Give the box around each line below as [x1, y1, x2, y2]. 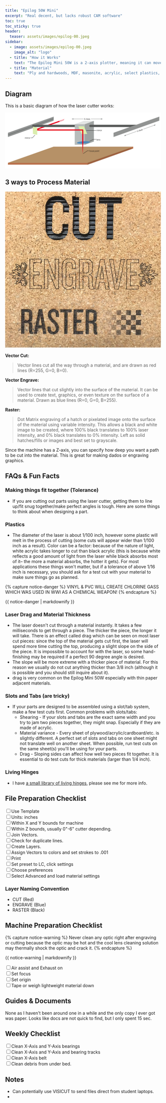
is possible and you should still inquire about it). [12, 670, 110, 676]
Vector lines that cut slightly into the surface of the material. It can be [17, 386, 158, 392]
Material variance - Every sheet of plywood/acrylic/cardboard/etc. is [19, 730, 160, 736]
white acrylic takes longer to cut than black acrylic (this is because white [12, 548, 161, 554]
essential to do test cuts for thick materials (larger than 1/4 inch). [19, 756, 151, 762]
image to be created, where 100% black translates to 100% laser [17, 426, 149, 433]
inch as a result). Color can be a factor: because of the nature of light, [12, 542, 155, 548]
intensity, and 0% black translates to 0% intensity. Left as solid [17, 432, 145, 438]
